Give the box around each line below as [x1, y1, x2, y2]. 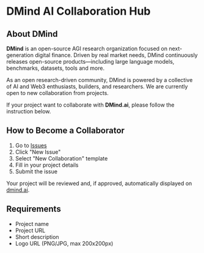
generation [6, 51, 34, 59]
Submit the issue [15, 167, 58, 175]
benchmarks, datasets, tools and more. [6, 64, 105, 72]
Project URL [15, 227, 46, 234]
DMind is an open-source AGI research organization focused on [6, 45, 168, 52]
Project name [15, 220, 49, 227]
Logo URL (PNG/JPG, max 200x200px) [15, 240, 114, 247]
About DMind [6, 29, 58, 39]
